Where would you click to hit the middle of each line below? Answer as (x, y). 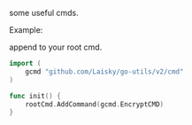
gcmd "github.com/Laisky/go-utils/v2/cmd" (104, 71)
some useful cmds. (44, 13)
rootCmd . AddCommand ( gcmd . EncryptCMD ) (95, 104)
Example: (26, 30)
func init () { (35, 96)
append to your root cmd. (56, 47)
